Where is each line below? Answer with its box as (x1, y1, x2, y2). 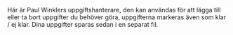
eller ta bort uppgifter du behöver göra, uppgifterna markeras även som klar (7, 13, 227, 21)
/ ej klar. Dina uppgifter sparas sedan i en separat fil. (7, 21, 159, 28)
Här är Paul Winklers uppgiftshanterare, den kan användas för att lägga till (7, 6, 221, 14)
